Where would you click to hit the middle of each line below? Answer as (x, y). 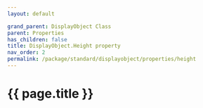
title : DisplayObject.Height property (64, 46)
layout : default (31, 14)
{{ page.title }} (51, 94)
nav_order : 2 (26, 53)
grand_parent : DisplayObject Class (59, 26)
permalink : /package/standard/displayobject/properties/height (102, 59)
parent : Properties (36, 33)
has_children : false (38, 39)
